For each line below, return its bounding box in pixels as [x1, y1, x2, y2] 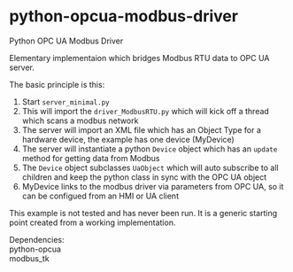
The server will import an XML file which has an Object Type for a [21, 124, 261, 135]
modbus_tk [9, 253, 50, 263]
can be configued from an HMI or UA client [21, 190, 180, 201]
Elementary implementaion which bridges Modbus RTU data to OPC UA [9, 52, 270, 63]
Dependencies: [9, 234, 65, 245]
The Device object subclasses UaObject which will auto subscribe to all [21, 162, 279, 173]
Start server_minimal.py [21, 96, 110, 107]
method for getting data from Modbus [21, 152, 161, 163]
